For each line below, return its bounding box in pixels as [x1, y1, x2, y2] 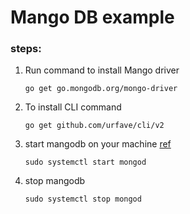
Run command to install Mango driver [24, 64, 180, 76]
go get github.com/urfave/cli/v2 [24, 121, 165, 131]
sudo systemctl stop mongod [24, 194, 142, 205]
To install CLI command [24, 101, 122, 113]
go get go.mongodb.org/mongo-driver [24, 84, 178, 94]
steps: [10, 42, 42, 56]
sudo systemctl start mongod [24, 157, 147, 168]
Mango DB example [10, 6, 175, 29]
